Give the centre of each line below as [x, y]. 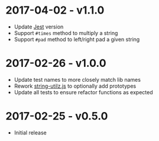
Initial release [30, 132]
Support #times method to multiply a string [66, 33]
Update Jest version [39, 27]
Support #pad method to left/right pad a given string [77, 39]
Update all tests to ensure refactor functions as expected [83, 92]
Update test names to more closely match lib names [77, 79]
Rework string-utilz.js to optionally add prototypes [75, 86]
